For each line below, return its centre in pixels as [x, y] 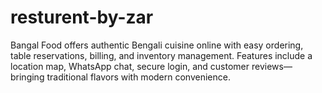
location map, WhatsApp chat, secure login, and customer [130, 66]
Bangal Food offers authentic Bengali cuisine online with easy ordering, [157, 45]
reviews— [272, 66]
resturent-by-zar [82, 17]
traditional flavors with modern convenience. [138, 77]
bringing [27, 77]
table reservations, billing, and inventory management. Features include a [161, 55]
